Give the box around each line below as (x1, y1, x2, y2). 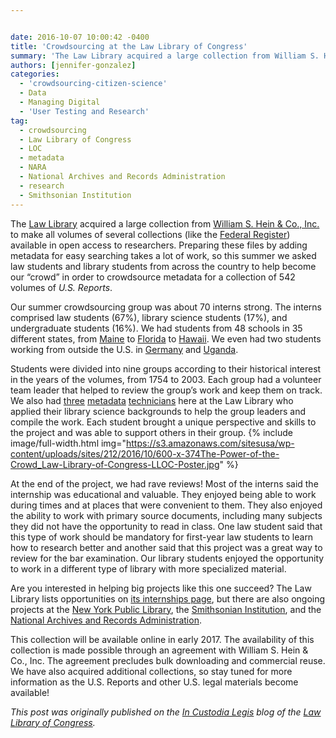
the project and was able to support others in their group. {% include (10, 426, 294, 438)
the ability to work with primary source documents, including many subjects (10, 509, 323, 521)
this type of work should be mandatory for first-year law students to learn (10, 531, 314, 543)
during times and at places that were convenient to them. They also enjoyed (10, 499, 323, 511)
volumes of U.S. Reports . (10, 281, 113, 293)
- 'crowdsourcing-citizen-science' (19, 79, 168, 89)
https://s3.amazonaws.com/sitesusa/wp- (125, 437, 295, 449)
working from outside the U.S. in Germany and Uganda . (10, 343, 239, 355)
